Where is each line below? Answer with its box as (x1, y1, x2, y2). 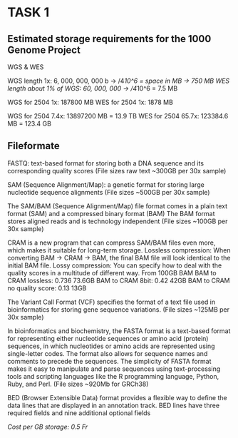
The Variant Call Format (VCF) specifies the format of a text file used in (7, 297, 216, 306)
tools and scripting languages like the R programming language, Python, (7, 372, 219, 380)
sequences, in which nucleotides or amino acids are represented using (7, 342, 215, 350)
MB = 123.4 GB (7, 119, 52, 128)
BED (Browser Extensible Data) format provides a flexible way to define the (7, 393, 227, 402)
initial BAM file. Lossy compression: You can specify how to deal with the (7, 261, 222, 270)
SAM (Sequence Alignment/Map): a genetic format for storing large (7, 180, 205, 189)
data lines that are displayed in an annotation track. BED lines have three (7, 401, 219, 409)
